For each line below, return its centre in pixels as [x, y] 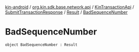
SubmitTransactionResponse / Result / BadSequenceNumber [67, 12]
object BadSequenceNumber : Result [41, 45]
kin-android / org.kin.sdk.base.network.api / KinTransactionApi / [70, 7]
